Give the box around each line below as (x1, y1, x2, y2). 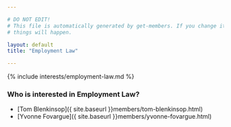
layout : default (7, 41, 54, 48)
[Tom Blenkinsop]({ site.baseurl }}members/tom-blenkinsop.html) (16, 105, 203, 113)
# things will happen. (7, 29, 72, 36)
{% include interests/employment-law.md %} (7, 73, 135, 81)
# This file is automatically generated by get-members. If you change (7, 22, 217, 30)
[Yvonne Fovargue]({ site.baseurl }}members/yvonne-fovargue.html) (16, 113, 212, 121)
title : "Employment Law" (7, 47, 78, 55)
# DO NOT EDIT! (7, 16, 51, 23)
